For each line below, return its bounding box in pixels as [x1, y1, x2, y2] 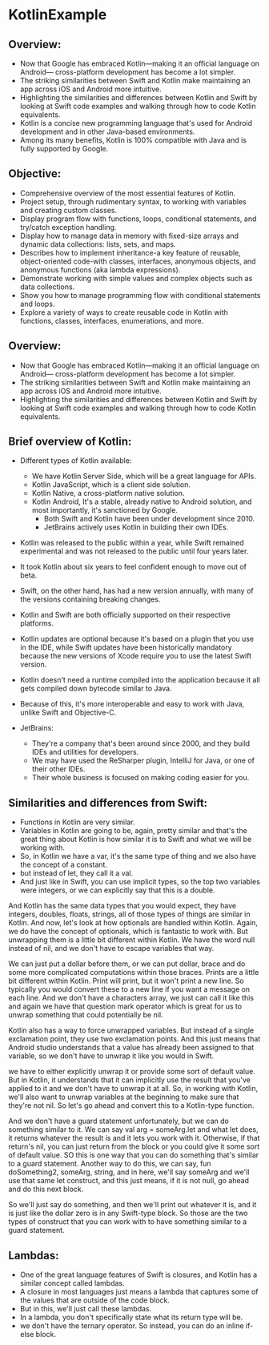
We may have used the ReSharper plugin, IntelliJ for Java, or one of [31, 755, 255, 766]
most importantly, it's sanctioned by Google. [31, 505, 179, 515]
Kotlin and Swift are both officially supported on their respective [19, 610, 231, 620]
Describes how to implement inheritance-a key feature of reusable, [19, 248, 242, 257]
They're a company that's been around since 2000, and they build [31, 739, 251, 748]
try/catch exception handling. [19, 222, 117, 232]
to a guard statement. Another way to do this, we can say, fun [8, 1159, 211, 1169]
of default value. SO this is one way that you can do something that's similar [8, 1150, 259, 1160]
